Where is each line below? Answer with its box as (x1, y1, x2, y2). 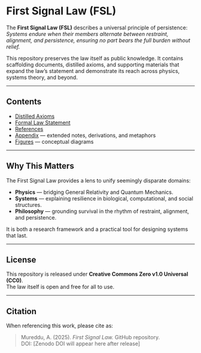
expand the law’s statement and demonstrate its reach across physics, (6, 67, 180, 74)
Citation (6, 306, 37, 317)
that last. (6, 232, 28, 239)
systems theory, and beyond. (6, 74, 78, 81)
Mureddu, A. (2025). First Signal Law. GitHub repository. (20, 334, 160, 341)
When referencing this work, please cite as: (6, 322, 114, 330)
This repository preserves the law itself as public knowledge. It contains (6, 54, 184, 62)
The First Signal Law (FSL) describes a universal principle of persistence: (6, 24, 188, 31)
